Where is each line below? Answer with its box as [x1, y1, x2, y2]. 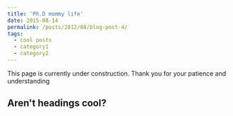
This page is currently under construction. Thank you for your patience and [7, 69, 227, 78]
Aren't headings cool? [7, 97, 107, 110]
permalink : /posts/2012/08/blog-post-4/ [7, 23, 129, 30]
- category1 [13, 43, 49, 50]
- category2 [13, 50, 49, 57]
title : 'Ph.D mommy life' [7, 10, 83, 18]
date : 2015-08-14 [7, 17, 59, 24]
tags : [7, 30, 23, 37]
